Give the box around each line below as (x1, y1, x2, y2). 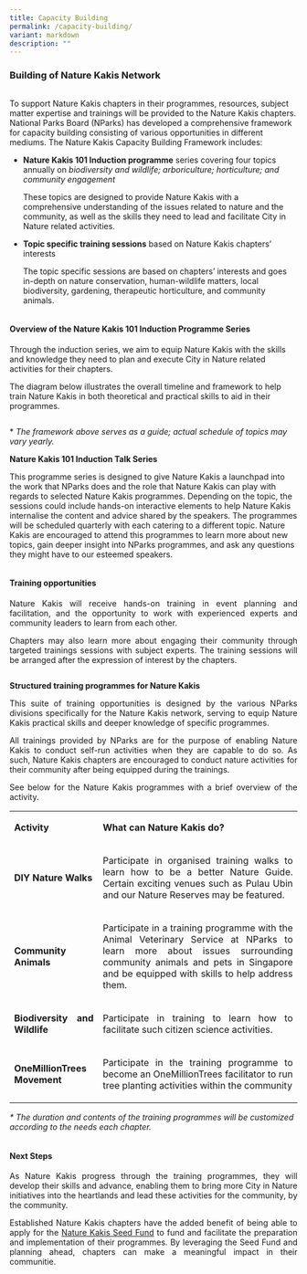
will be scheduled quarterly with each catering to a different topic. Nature (9, 520, 286, 531)
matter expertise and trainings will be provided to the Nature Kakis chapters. (9, 107, 297, 119)
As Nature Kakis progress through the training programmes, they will (9, 1171, 298, 1182)
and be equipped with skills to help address (102, 967, 293, 980)
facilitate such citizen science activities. (102, 1023, 273, 1036)
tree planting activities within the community (102, 1079, 292, 1091)
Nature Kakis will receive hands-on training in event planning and (9, 597, 298, 608)
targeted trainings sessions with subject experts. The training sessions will (9, 645, 298, 656)
